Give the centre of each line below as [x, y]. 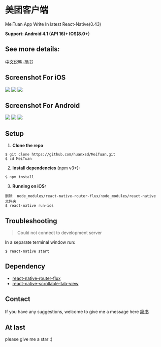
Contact [18, 299]
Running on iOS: [29, 186]
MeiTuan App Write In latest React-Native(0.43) [53, 24]
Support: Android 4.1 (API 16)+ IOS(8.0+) [48, 34]
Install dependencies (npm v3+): [46, 168]
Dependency [25, 266]
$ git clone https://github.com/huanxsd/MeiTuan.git [60, 154]
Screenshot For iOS [35, 78]
